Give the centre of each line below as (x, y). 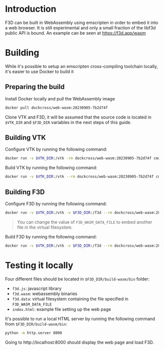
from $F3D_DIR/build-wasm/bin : (36, 324)
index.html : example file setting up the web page (61, 309)
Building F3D (25, 192)
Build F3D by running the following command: (51, 236)
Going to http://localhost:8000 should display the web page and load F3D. (80, 342)
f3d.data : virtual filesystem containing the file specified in (70, 299)
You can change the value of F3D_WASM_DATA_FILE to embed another (85, 222)
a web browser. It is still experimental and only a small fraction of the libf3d (81, 27)
